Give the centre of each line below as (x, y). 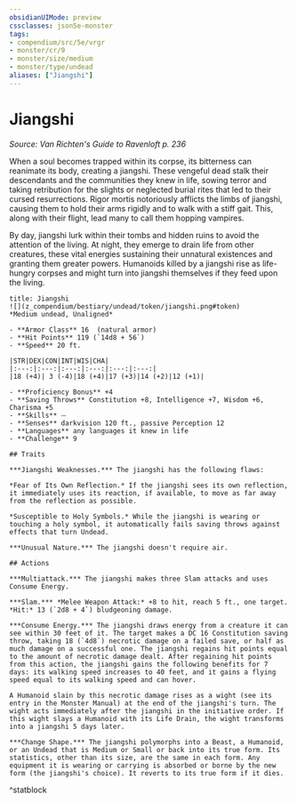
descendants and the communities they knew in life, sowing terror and (138, 180)
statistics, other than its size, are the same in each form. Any (135, 758)
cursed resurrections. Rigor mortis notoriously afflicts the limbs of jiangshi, (146, 199)
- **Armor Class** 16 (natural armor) (83, 330)
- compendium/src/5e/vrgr (57, 42)
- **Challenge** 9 (43, 438)
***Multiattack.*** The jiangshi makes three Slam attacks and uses (139, 579)
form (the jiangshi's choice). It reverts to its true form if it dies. (147, 773)
